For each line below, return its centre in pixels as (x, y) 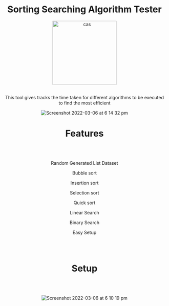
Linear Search (84, 212)
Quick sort (84, 203)
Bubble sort (84, 173)
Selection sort (84, 192)
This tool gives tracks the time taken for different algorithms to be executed (84, 97)
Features (84, 134)
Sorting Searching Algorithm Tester (84, 9)
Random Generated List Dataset (84, 163)
